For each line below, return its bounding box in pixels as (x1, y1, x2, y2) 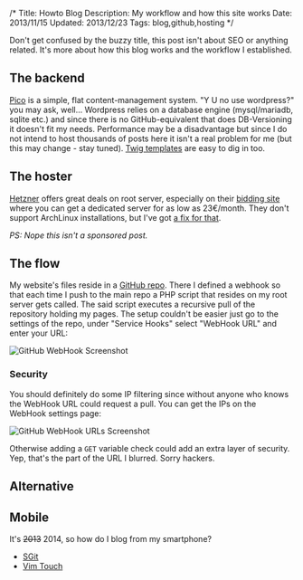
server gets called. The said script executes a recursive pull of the (9, 299, 256, 310)
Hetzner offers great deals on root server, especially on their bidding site (9, 193, 280, 204)
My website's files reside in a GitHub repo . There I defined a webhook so (9, 280, 281, 290)
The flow (9, 256, 61, 271)
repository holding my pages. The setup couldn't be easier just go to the (9, 309, 279, 319)
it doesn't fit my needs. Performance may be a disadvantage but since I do (9, 123, 288, 134)
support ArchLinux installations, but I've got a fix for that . (9, 212, 222, 223)
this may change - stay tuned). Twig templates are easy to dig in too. (9, 142, 265, 153)
